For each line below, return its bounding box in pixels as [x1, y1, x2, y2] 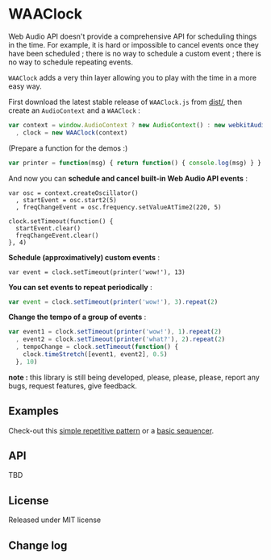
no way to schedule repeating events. [8, 57, 133, 67]
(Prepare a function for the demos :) [8, 143, 128, 153]
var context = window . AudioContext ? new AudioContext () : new [8, 121, 226, 129]
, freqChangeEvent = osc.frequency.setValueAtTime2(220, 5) [15, 203, 222, 211]
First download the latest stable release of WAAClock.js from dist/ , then [8, 97, 243, 106]
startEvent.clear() [15, 224, 81, 232]
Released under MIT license [8, 515, 102, 525]
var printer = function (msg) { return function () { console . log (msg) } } [8, 159, 262, 167]
